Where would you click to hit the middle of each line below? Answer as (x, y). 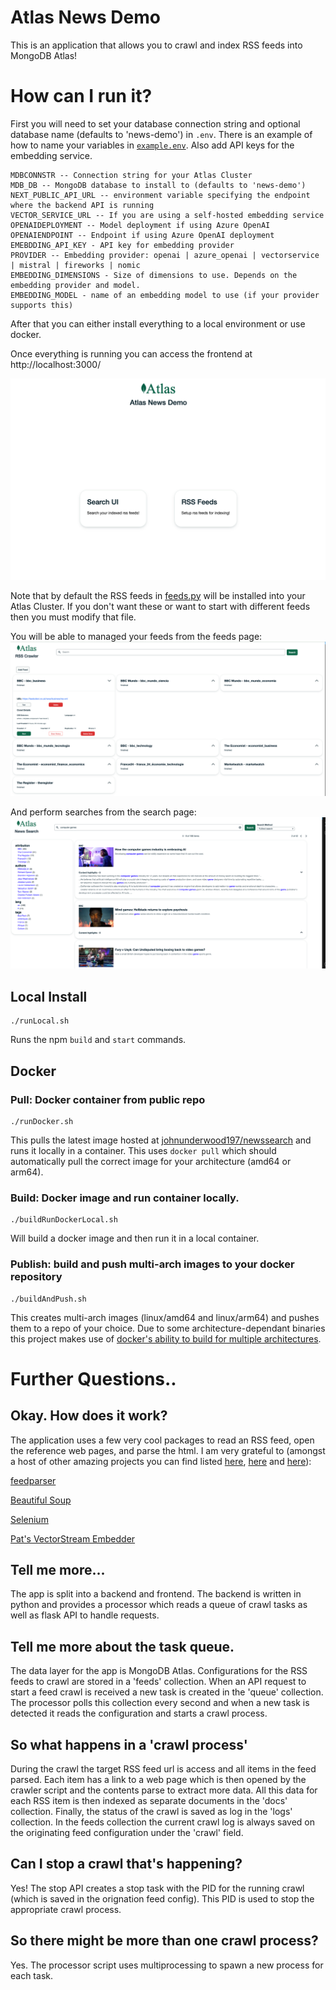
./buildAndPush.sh (48, 1299)
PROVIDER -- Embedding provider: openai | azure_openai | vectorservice (165, 255)
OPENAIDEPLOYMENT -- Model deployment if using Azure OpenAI (140, 225)
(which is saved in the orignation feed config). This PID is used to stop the (162, 1898)
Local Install (49, 996)
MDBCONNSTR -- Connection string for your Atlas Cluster (131, 175)
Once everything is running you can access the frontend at (131, 353)
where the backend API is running (82, 205)
